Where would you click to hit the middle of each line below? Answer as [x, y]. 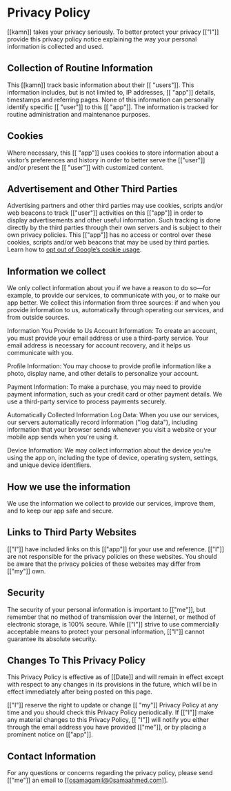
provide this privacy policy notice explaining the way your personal [102, 39]
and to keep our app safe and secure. [60, 511]
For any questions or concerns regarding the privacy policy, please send [110, 773]
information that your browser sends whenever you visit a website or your [112, 430]
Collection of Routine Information [80, 68]
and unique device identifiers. [49, 465]
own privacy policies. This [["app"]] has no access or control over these [109, 235]
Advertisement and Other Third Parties [92, 189]
